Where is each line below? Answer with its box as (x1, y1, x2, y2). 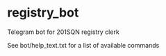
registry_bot (7, 5, 79, 21)
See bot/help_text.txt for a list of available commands (7, 41, 160, 49)
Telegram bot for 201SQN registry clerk (7, 28, 119, 36)
